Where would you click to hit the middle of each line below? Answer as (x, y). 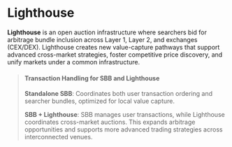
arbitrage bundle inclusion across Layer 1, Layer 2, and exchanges (102, 39)
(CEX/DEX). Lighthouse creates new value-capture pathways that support (114, 47)
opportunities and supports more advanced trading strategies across (123, 129)
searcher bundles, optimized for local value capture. (100, 101)
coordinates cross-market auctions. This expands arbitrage (110, 122)
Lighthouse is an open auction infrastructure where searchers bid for (107, 32)
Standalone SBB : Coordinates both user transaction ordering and (118, 94)
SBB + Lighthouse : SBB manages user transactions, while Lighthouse (124, 115)
